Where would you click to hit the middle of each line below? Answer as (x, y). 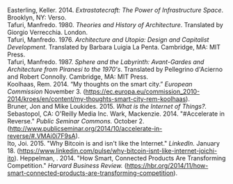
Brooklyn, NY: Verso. (37, 17)
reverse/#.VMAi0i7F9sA (42, 136)
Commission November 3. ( (46, 91)
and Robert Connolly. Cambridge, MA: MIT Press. (78, 77)
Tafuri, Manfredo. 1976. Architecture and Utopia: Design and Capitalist (108, 40)
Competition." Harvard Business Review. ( (67, 166)
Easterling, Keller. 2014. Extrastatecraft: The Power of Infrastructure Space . (115, 10)
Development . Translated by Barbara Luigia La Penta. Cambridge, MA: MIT (114, 47)
